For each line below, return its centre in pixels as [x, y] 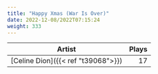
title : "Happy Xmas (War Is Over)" [58, 13]
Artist [67, 49]
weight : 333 [24, 26]
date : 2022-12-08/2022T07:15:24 [53, 20]
